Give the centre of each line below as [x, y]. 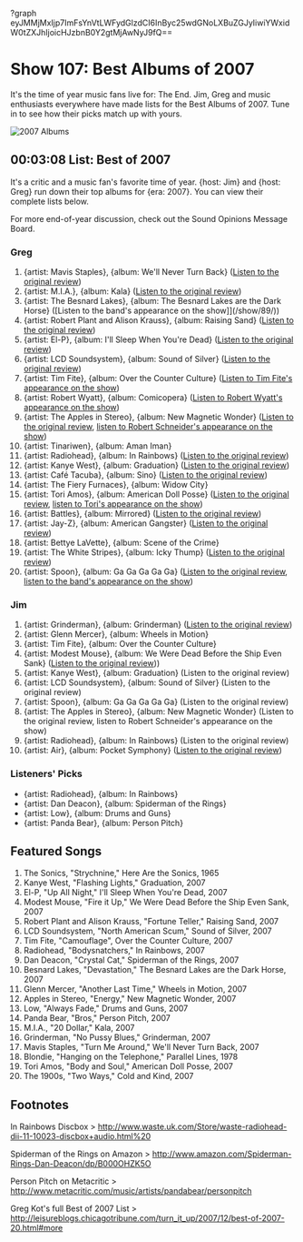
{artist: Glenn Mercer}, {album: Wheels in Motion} [116, 634]
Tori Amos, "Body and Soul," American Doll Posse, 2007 [128, 1066]
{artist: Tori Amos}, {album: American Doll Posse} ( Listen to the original [156, 494]
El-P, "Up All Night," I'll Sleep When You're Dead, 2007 [125, 893]
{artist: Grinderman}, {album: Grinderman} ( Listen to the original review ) [158, 625]
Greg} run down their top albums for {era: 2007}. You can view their [137, 191]
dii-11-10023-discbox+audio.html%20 [81, 1136]
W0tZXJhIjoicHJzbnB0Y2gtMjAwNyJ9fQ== [92, 32]
